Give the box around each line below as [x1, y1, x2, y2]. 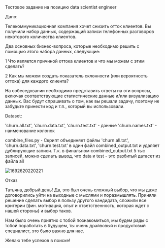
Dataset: [5, 113, 22, 119]
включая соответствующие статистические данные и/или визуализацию [5, 93, 159, 99]
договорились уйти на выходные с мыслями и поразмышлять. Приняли [5, 192, 157, 198]
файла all [5, 158, 24, 164]
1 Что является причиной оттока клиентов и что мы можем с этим [5, 58, 145, 64]
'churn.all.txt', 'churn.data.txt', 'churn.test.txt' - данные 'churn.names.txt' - [5, 123, 157, 128]
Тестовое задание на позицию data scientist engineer [5, 4, 117, 10]
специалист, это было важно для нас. [5, 228, 85, 234]
